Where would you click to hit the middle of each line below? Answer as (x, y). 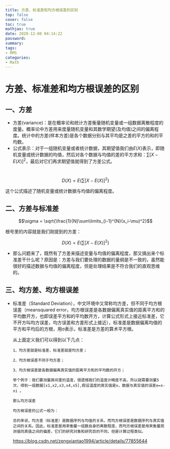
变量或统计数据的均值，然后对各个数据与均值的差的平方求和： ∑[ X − (88, 155)
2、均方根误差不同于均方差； (38, 360)
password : (16, 39)
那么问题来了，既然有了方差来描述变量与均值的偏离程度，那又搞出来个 (86, 253)
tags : (11, 48)
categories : (18, 57)
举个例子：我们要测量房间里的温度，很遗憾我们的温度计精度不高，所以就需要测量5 (86, 380)
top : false (17, 15)
